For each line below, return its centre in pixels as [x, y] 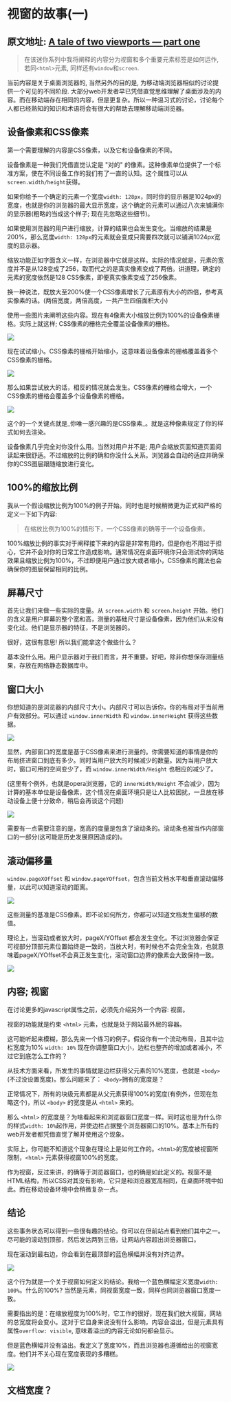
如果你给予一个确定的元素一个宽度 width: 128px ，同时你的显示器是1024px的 [114, 196]
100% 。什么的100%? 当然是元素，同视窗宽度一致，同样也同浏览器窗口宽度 [111, 1290]
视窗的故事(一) [48, 14]
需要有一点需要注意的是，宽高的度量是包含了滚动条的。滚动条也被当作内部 [112, 829]
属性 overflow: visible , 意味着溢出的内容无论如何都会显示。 [92, 1330]
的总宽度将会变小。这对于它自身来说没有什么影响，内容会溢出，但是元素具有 [115, 1322]
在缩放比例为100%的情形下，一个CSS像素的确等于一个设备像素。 [117, 528]
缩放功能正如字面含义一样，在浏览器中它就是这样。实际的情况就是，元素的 [112, 260]
